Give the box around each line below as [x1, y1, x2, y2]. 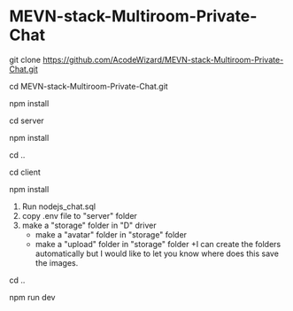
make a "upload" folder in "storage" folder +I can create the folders [35, 238, 281, 249]
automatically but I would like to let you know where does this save [35, 248, 279, 259]
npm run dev [9, 292, 56, 302]
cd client [9, 167, 42, 177]
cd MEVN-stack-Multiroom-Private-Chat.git [9, 81, 168, 91]
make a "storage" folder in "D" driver [21, 220, 157, 230]
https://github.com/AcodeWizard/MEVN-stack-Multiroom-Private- [42, 54, 284, 65]
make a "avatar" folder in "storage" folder [35, 229, 188, 240]
